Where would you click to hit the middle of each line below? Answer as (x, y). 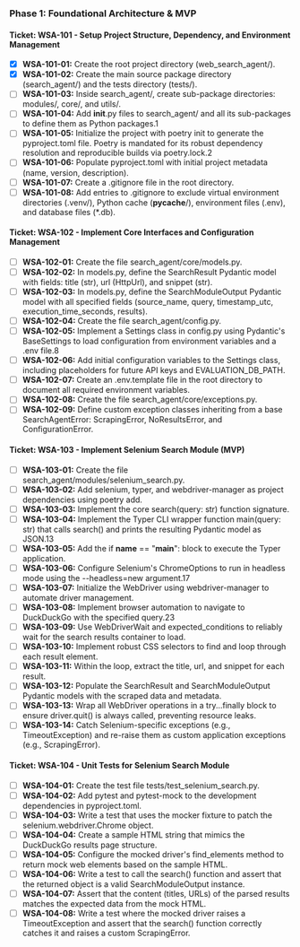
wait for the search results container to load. (104, 637)
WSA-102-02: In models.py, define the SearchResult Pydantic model (149, 272)
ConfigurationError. (58, 430)
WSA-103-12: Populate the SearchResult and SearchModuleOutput (146, 686)
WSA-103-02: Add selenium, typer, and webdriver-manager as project (153, 489)
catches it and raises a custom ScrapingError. (106, 933)
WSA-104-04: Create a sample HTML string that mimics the (133, 834)
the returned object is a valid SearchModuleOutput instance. (133, 884)
